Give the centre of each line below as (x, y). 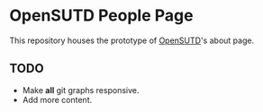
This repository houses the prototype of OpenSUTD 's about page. (132, 40)
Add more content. (57, 99)
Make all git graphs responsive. (81, 90)
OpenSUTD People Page (101, 16)
